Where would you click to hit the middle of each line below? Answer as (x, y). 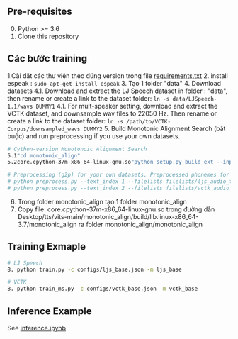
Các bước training (47, 59)
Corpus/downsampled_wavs (44, 129)
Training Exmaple (47, 246)
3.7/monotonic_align (47, 224)
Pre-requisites (40, 12)
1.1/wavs (20, 106)
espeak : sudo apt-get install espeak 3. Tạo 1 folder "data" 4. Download (114, 83)
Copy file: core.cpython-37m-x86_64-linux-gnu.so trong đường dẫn (116, 209)
